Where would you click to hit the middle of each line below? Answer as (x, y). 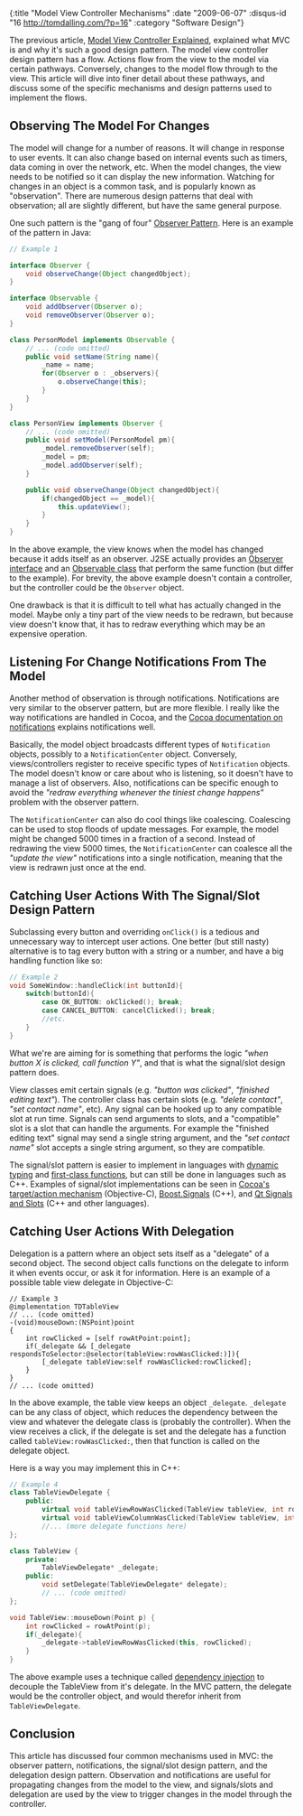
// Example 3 (34, 1299)
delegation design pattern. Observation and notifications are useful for (140, 1774)
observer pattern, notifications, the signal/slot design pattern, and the (138, 1765)
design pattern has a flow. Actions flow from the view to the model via (139, 59)
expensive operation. (48, 634)
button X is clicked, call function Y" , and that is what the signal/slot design (147, 1062)
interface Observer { (50, 265)
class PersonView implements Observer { (87, 424)
